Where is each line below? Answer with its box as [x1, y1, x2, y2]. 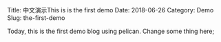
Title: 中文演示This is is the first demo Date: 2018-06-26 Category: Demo [7, 6, 214, 14]
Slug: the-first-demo [7, 14, 65, 22]
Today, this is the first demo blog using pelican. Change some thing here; [7, 27, 215, 35]
